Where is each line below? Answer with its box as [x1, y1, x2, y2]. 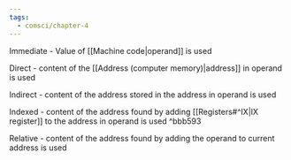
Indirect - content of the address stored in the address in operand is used [9, 89, 277, 100]
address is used [9, 142, 68, 153]
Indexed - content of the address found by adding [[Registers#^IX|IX [9, 106, 259, 117]
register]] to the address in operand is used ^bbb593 [9, 116, 202, 126]
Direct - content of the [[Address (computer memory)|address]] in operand [9, 63, 283, 73]
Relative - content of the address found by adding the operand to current [9, 133, 275, 143]
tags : [9, 12, 29, 22]
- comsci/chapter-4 [17, 21, 89, 30]
